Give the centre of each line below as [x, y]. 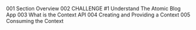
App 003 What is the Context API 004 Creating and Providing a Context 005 [98, 15]
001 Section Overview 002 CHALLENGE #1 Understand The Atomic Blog [94, 9]
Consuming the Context [35, 21]
